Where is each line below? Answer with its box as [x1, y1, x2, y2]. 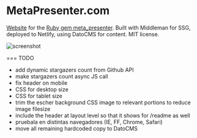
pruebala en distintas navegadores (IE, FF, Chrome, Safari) [15, 118, 163, 126]
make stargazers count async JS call [15, 72, 108, 80]
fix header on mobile [15, 79, 68, 86]
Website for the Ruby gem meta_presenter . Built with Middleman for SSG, [6, 24, 191, 31]
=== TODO [6, 54, 34, 61]
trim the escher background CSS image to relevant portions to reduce [15, 99, 191, 106]
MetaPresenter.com [6, 4, 110, 18]
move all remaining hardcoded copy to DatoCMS [15, 125, 138, 132]
